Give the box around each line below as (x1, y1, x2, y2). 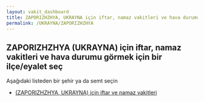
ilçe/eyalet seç (6, 61, 63, 71)
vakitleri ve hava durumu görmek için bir (6, 52, 162, 62)
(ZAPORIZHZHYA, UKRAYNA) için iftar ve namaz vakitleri (15, 89, 157, 97)
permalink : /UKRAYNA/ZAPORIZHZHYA (6, 20, 94, 26)
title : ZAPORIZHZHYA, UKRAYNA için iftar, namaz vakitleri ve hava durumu (6, 14, 200, 21)
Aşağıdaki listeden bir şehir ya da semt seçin (6, 77, 118, 84)
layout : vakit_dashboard (6, 8, 69, 15)
